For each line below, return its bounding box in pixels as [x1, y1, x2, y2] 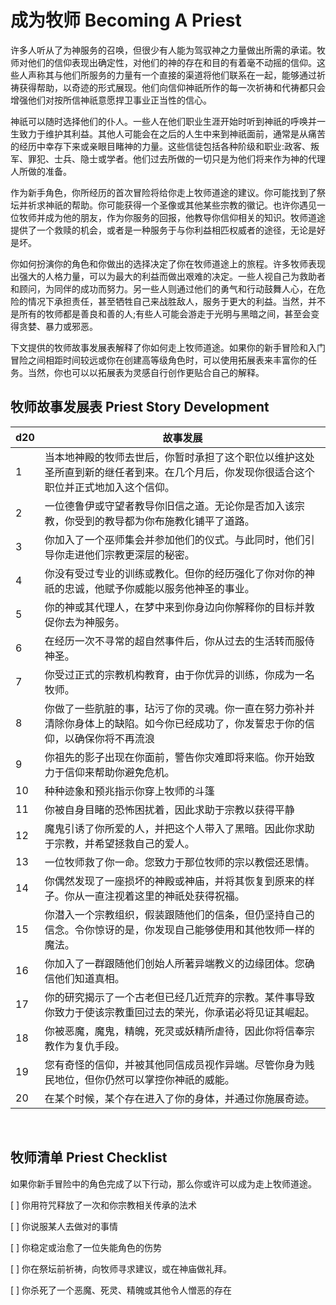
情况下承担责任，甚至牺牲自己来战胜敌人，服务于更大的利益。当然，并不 [27, 295, 326, 307]
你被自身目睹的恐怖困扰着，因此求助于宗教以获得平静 [44, 802, 295, 816]
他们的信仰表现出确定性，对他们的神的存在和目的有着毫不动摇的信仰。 [27, 56, 317, 68]
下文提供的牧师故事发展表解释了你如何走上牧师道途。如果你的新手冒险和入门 [10, 341, 326, 353]
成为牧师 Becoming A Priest [10, 9, 242, 32]
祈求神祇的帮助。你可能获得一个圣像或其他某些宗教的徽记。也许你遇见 [27, 199, 317, 211]
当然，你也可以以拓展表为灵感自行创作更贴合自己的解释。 [27, 366, 265, 378]
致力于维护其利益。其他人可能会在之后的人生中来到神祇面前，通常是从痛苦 [18, 127, 326, 140]
